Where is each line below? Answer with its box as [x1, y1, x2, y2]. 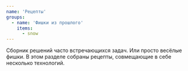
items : [17, 25, 33, 31]
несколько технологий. [6, 60, 65, 67]
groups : [6, 14, 26, 20]
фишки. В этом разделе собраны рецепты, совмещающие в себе [6, 53, 172, 60]
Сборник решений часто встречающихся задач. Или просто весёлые [6, 47, 182, 54]
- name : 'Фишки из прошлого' [11, 20, 84, 25]
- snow [21, 31, 39, 37]
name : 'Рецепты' [6, 8, 46, 15]
